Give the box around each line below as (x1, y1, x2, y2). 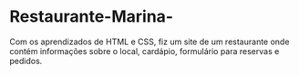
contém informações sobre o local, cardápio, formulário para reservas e (9, 45, 280, 56)
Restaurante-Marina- (9, 6, 174, 27)
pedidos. (9, 55, 43, 66)
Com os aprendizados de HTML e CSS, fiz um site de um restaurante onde (9, 36, 290, 47)
